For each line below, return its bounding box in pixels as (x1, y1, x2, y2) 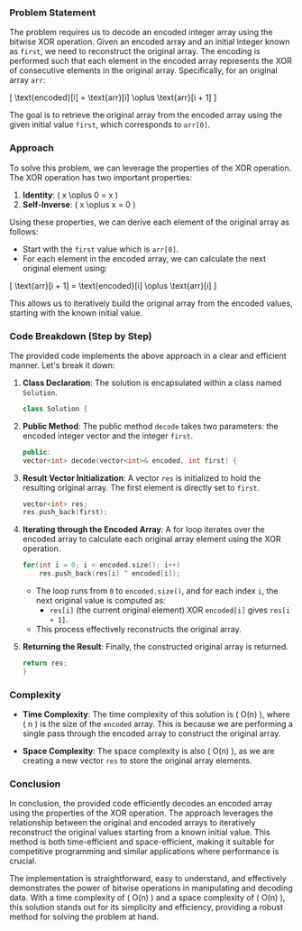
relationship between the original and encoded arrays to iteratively (9, 817, 256, 828)
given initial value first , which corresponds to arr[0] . (9, 119, 211, 130)
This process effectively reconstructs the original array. (35, 624, 242, 635)
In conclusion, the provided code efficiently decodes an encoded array (9, 798, 273, 809)
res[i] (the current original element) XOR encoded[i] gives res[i (49, 604, 290, 615)
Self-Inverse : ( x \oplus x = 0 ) (22, 198, 136, 209)
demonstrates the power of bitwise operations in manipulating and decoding (9, 882, 293, 894)
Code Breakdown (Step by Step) (9, 329, 152, 342)
